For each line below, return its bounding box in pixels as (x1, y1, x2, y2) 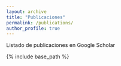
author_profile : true (6, 25, 60, 32)
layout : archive (6, 8, 47, 15)
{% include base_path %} (6, 53, 69, 60)
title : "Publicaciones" (6, 14, 66, 20)
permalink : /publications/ (6, 20, 74, 26)
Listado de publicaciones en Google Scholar (6, 42, 116, 49)
